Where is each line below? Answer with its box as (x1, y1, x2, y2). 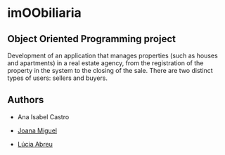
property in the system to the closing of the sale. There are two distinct (7, 67, 213, 74)
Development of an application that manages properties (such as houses (7, 51, 218, 60)
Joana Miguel (17, 126, 58, 135)
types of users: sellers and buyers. (7, 74, 108, 82)
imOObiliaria (7, 5, 82, 21)
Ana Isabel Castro (17, 112, 70, 121)
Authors (7, 94, 44, 106)
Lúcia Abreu (17, 140, 53, 148)
